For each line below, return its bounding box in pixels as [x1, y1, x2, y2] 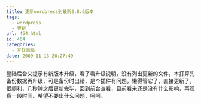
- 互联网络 [11, 47, 35, 53]
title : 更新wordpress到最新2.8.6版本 [6, 8, 94, 15]
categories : [6, 42, 36, 48]
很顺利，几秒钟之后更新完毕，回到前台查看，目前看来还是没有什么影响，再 [6, 84, 190, 92]
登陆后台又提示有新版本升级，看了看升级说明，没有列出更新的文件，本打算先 [6, 69, 195, 77]
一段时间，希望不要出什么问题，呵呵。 [11, 92, 106, 99]
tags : [6, 14, 20, 20]
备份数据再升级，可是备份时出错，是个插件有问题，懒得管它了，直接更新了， [6, 77, 195, 84]
